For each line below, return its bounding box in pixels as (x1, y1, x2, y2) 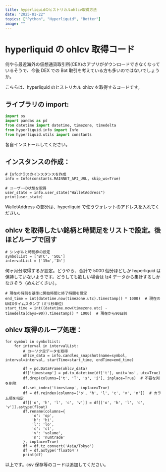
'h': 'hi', (31, 417, 55, 422)
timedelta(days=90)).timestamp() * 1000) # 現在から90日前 (5, 311, 127, 316)
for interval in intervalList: (14, 343, 79, 349)
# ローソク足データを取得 (23, 349, 68, 354)
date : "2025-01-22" (5, 12, 46, 17)
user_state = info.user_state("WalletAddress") (5, 190, 106, 195)
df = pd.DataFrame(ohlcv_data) (23, 366, 88, 371)
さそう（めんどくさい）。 (9, 280, 59, 286)
